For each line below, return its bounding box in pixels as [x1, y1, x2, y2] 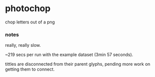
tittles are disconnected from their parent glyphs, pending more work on [5, 61, 151, 67]
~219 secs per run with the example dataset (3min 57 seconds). [5, 52, 133, 58]
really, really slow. [5, 42, 41, 48]
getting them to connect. [5, 66, 55, 72]
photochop [5, 3, 51, 14]
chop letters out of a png [5, 19, 55, 25]
